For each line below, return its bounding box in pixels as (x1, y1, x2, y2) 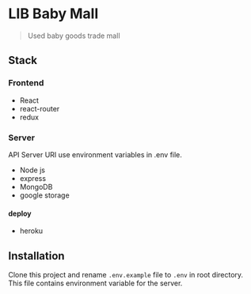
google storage (19, 190, 70, 200)
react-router (19, 104, 60, 113)
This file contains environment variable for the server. (8, 278, 183, 288)
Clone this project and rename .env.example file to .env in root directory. (8, 269, 244, 279)
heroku (19, 226, 44, 236)
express (19, 173, 46, 183)
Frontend (8, 77, 44, 89)
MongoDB (19, 182, 53, 191)
